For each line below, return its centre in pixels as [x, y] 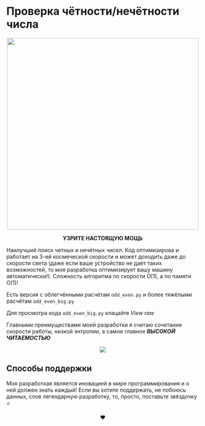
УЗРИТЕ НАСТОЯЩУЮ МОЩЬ [103, 238]
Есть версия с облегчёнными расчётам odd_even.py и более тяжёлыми [99, 294]
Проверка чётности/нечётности [93, 11]
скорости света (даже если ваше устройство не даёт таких [84, 263]
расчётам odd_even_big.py [40, 301]
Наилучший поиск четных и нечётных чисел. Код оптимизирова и [93, 250]
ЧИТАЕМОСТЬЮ [28, 338]
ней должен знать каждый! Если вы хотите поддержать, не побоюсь [96, 390]
